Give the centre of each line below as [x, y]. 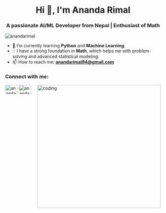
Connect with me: [27, 77]
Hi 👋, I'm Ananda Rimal [83, 10]
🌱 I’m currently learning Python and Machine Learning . [69, 46]
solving [20, 57]
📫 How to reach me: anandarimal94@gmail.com [63, 62]
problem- [142, 51]
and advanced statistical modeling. [64, 57]
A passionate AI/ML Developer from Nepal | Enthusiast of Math [83, 26]
